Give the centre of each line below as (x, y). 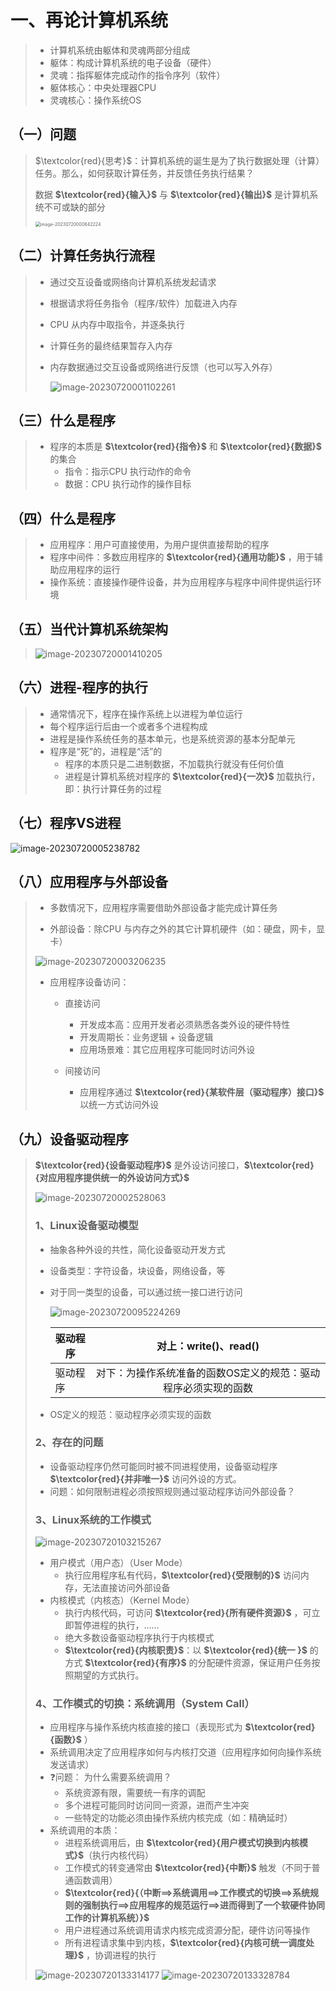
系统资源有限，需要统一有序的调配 (135, 1793)
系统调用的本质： (85, 1830)
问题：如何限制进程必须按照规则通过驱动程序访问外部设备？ (172, 1491)
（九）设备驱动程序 (69, 1139)
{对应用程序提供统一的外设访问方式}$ (112, 1178)
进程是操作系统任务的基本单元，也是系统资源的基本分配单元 (172, 738)
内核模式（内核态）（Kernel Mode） (122, 1600)
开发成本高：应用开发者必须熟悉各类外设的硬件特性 (185, 1025)
